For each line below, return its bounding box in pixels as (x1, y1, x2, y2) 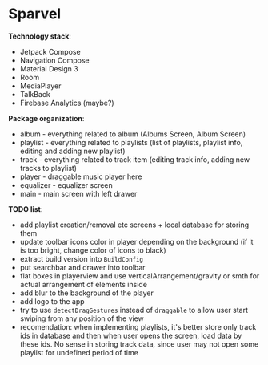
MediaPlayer (19, 81, 62, 91)
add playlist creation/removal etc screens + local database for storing (19, 220, 250, 229)
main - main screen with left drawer (19, 189, 138, 198)
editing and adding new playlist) (19, 146, 126, 156)
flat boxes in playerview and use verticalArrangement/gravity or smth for (19, 270, 260, 281)
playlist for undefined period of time (19, 347, 138, 357)
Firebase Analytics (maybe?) (19, 98, 114, 107)
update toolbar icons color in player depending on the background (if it (19, 237, 254, 246)
